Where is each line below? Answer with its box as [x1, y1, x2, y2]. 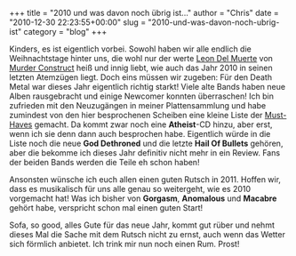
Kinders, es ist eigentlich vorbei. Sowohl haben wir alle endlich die [9, 44, 252, 54]
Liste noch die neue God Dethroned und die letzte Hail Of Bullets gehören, [9, 138, 284, 148]
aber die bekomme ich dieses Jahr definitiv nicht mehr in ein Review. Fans [9, 148, 281, 158]
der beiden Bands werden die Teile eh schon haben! [9, 157, 200, 167]
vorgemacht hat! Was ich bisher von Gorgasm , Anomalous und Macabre [9, 193, 277, 204]
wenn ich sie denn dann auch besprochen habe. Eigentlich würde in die [9, 129, 271, 139]
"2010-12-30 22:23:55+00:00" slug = [9, 17, 147, 28]
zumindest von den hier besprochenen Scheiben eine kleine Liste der [9, 110, 263, 120]
